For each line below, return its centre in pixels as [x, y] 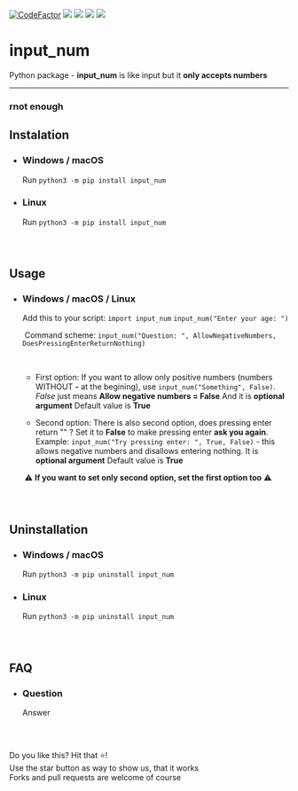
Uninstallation [49, 529]
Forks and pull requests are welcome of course [95, 778]
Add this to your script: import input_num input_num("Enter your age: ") [155, 318]
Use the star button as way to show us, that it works [104, 768]
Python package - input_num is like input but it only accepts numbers [138, 74]
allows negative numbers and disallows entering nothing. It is [147, 451]
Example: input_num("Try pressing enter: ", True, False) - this [155, 442]
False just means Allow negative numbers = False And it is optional [160, 396]
